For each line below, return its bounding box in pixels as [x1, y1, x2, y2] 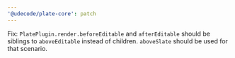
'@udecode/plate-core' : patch [7, 10, 97, 17]
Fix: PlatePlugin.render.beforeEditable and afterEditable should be [7, 29, 211, 38]
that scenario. [7, 44, 48, 52]
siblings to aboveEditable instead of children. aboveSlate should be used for [7, 36, 229, 45]
